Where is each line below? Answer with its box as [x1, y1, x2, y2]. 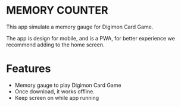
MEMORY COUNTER [6, 4, 108, 17]
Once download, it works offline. [14, 87, 95, 95]
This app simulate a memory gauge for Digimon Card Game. [6, 23, 154, 30]
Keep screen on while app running [14, 94, 99, 101]
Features [6, 62, 51, 75]
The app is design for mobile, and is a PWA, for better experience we [6, 34, 176, 42]
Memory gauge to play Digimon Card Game [14, 81, 121, 89]
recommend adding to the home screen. [6, 41, 105, 48]
